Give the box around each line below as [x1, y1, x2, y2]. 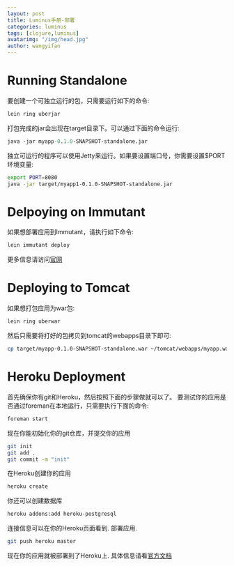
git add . [7, 449, 36, 457]
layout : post [7, 10, 45, 17]
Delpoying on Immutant [7, 204, 146, 220]
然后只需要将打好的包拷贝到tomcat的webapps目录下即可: [7, 332, 172, 340]
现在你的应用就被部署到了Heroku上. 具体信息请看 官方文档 [7, 551, 172, 560]
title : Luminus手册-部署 [7, 17, 75, 24]
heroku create [7, 483, 49, 490]
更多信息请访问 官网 [7, 255, 63, 263]
